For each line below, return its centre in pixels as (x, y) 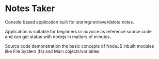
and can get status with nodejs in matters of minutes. (58, 37)
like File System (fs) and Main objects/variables (52, 51)
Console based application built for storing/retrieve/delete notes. (70, 22)
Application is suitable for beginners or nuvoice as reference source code (78, 31)
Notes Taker (30, 9)
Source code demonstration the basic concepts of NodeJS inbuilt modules (79, 46)
